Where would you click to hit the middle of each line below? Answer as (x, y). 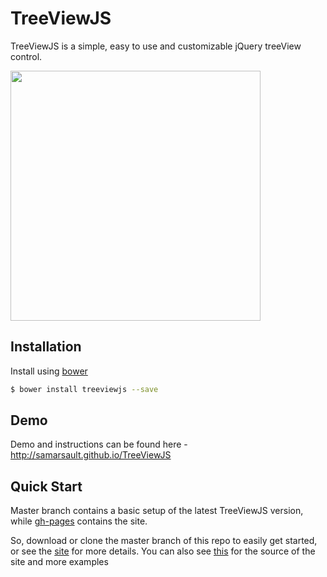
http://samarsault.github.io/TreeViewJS (91, 455)
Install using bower (49, 371)
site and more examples (59, 562)
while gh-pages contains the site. (79, 521)
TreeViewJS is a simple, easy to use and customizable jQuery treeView (156, 46)
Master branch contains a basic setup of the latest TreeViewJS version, (157, 511)
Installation (46, 347)
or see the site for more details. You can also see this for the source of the (163, 551)
